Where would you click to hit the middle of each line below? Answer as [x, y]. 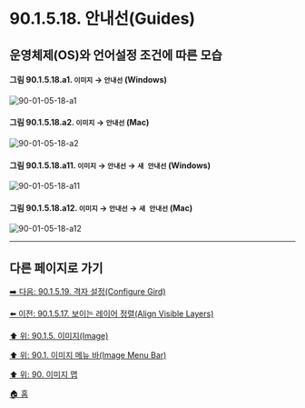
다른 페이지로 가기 [56, 268]
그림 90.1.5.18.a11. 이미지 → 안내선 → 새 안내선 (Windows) [110, 165]
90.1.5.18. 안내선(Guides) [103, 19]
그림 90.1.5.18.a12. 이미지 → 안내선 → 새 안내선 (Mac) [101, 208]
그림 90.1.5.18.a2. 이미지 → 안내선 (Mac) [79, 123]
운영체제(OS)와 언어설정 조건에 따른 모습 [116, 55]
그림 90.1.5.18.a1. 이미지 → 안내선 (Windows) [89, 80]
